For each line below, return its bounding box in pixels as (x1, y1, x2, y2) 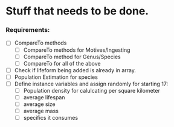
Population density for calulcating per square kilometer (23, 87, 161, 94)
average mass (23, 107, 59, 115)
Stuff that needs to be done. (5, 4, 149, 18)
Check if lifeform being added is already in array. (14, 66, 137, 73)
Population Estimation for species (14, 73, 98, 81)
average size (23, 101, 56, 108)
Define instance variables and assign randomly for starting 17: (14, 80, 169, 87)
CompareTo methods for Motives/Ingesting (23, 46, 130, 54)
